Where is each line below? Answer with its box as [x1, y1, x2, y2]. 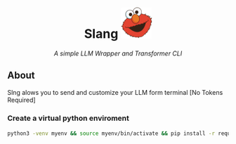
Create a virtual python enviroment [7, 113, 130, 123]
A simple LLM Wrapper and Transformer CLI [53, 49, 183, 58]
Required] [7, 96, 37, 104]
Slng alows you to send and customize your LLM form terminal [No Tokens [7, 88, 223, 96]
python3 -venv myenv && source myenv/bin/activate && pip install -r [7, 130, 216, 137]
